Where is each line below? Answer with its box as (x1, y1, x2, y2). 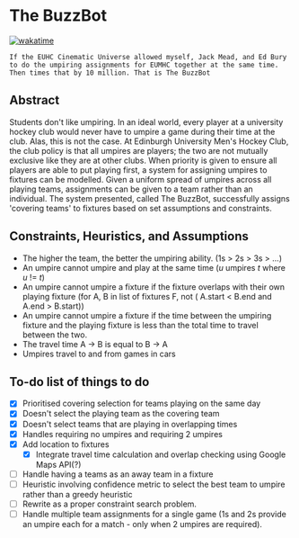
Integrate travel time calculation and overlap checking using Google (35, 449, 286, 460)
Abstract (9, 93, 60, 108)
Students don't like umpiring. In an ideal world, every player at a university (9, 116, 284, 127)
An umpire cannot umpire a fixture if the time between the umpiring (22, 309, 272, 320)
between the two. (22, 329, 88, 340)
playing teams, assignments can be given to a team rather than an (9, 184, 253, 194)
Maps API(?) (35, 459, 82, 470)
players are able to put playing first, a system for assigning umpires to (9, 164, 268, 175)
